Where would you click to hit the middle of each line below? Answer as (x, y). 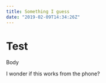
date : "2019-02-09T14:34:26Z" (43, 17)
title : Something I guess (38, 11)
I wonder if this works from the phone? (53, 74)
